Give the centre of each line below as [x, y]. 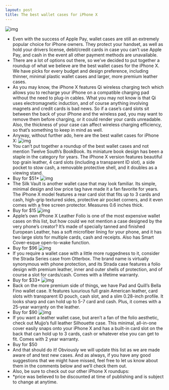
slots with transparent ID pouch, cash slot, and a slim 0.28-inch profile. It [88, 296]
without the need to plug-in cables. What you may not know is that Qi [84, 98]
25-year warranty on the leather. [46, 307]
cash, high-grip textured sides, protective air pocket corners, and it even [88, 199]
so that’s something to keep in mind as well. [58, 130]
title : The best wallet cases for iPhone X [52, 15]
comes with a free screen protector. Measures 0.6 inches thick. [78, 205]
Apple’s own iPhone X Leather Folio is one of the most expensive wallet [86, 215]
